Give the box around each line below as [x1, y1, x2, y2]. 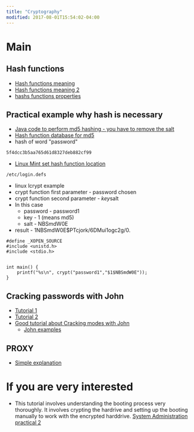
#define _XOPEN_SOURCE [6, 238, 62, 244]
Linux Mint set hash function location [14, 160, 106, 167]
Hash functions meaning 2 [14, 86, 80, 93]
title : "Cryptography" [6, 8, 62, 15]
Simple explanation [14, 359, 62, 366]
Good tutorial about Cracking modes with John [14, 320, 130, 327]
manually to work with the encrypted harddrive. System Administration [14, 412, 188, 419]
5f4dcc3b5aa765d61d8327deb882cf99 [6, 150, 92, 156]
